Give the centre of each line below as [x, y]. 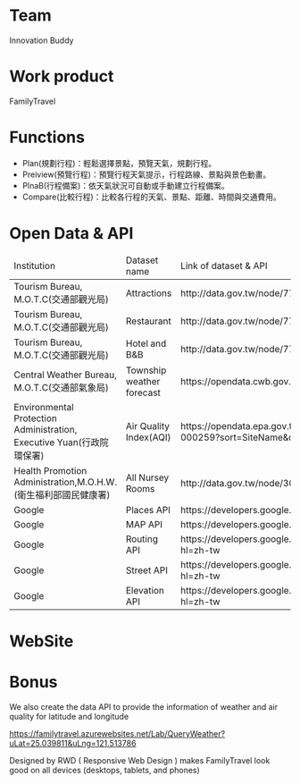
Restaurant [149, 321]
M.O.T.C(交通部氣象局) [62, 387]
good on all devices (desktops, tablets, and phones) [105, 770]
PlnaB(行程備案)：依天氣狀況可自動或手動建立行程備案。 [125, 185]
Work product [62, 76]
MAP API [144, 524]
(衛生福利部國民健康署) [62, 494]
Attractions [149, 293]
